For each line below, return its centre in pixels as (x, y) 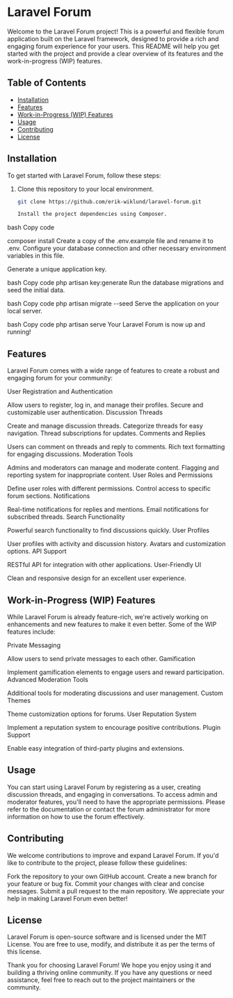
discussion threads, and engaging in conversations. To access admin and (112, 794)
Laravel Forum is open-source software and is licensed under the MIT (107, 937)
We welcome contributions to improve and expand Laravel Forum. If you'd (113, 855)
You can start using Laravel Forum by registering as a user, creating (104, 787)
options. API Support (37, 552)
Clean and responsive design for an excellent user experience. (97, 578)
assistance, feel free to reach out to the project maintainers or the (101, 980)
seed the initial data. (36, 290)
